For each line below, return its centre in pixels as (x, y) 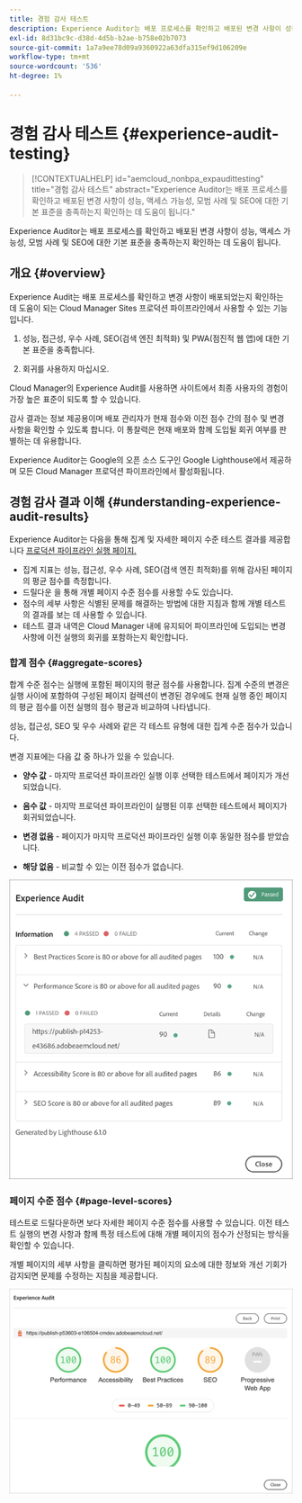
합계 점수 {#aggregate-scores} (76, 663)
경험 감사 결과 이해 (57, 502)
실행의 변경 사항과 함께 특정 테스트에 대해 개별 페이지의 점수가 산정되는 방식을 (154, 1234)
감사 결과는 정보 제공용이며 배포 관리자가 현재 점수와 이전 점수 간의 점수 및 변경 (147, 418)
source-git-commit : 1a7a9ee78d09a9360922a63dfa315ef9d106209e (128, 48)
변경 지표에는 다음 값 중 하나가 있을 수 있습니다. (92, 756)
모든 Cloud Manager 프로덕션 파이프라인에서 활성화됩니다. (121, 471)
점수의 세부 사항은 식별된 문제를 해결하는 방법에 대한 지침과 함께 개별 (142, 604)
